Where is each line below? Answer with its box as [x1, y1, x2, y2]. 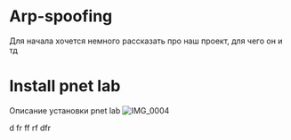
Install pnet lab [9, 76, 121, 97]
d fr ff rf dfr [9, 122, 52, 133]
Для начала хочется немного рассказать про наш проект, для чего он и [9, 35, 283, 46]
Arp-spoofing [9, 6, 113, 27]
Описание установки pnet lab [9, 105, 121, 116]
